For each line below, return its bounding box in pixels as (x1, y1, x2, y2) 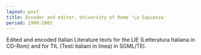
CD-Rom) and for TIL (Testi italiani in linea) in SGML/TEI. (6, 42, 147, 50)
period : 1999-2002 (6, 20, 53, 26)
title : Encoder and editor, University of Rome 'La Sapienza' (6, 14, 166, 20)
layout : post (6, 8, 39, 15)
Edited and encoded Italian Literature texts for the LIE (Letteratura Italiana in (6, 36, 196, 44)
